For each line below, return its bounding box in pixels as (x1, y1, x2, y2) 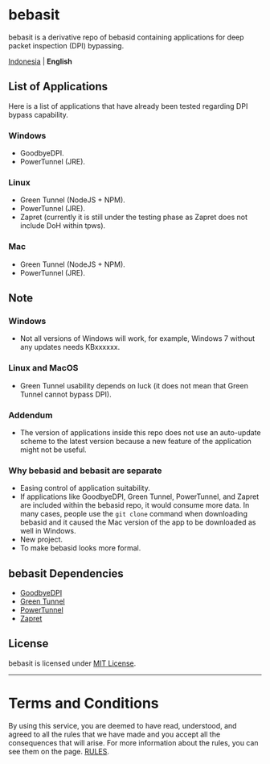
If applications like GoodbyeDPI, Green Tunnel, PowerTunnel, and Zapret (19, 492, 260, 501)
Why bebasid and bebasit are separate (8, 465, 162, 476)
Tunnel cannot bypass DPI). (19, 389, 112, 399)
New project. (19, 534, 63, 545)
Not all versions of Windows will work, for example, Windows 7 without (19, 334, 256, 343)
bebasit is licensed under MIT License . (8, 658, 137, 668)
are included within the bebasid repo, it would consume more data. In (19, 500, 250, 510)
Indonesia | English (8, 56, 72, 66)
